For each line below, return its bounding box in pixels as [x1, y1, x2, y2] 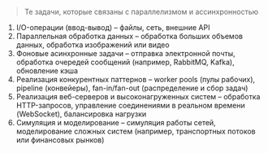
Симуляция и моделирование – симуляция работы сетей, [15, 118, 217, 127]
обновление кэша [15, 66, 79, 76]
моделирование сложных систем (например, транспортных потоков [15, 126, 256, 136]
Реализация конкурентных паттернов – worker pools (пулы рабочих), [15, 75, 256, 84]
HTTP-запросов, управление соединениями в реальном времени [15, 101, 245, 110]
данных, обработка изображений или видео [15, 40, 170, 50]
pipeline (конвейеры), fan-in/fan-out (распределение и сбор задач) [15, 83, 249, 93]
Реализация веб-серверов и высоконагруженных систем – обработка [15, 92, 261, 101]
